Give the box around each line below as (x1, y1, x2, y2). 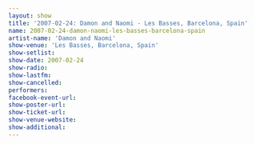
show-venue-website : (8, 116, 78, 124)
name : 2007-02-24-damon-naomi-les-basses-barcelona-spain (8, 26, 205, 34)
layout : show (8, 11, 52, 20)
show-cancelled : (8, 78, 62, 86)
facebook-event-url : (8, 94, 78, 102)
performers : (8, 86, 48, 94)
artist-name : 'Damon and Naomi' (8, 34, 116, 42)
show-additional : (8, 123, 66, 131)
